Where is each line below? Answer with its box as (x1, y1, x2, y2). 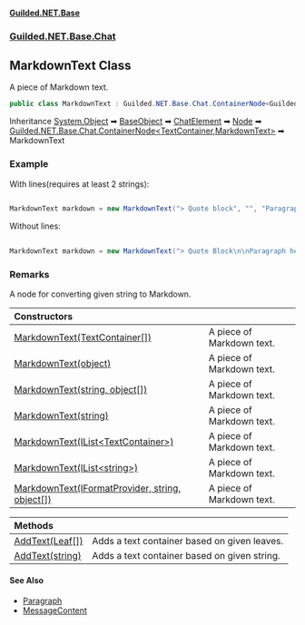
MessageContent (22, 604, 88, 616)
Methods (14, 520, 54, 532)
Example (9, 158, 49, 171)
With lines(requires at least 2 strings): (9, 178, 150, 190)
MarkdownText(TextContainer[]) (14, 331, 152, 344)
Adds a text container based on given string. (92, 550, 281, 562)
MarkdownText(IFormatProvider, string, (14, 482, 182, 494)
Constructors (14, 310, 74, 323)
